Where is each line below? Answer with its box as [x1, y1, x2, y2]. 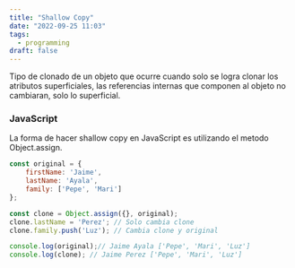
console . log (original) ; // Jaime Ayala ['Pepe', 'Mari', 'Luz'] [9, 242, 251, 251]
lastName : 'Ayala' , [25, 177, 99, 186]
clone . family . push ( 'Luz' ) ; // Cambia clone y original [9, 226, 219, 235]
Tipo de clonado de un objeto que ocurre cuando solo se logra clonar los [9, 71, 279, 82]
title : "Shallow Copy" [9, 13, 94, 22]
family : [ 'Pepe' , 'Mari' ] [25, 185, 123, 194]
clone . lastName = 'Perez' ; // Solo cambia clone [9, 217, 195, 227]
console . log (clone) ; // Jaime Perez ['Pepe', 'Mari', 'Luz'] [9, 250, 243, 260]
